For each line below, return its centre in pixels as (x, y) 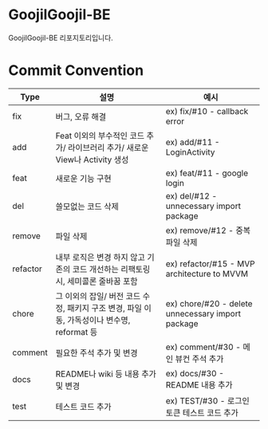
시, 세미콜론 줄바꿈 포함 (97, 281)
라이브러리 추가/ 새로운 (108, 148)
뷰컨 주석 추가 (199, 359)
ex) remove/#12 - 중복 (208, 230)
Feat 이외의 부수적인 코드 (100, 136)
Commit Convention (76, 71)
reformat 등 (77, 332)
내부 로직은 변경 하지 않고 (100, 257)
